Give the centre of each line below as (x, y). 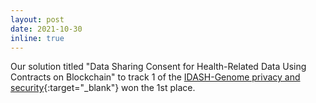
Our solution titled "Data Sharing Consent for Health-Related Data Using (158, 67)
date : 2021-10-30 (46, 29)
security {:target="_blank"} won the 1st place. (103, 88)
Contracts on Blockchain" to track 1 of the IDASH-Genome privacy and (155, 77)
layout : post (37, 19)
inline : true (37, 38)
